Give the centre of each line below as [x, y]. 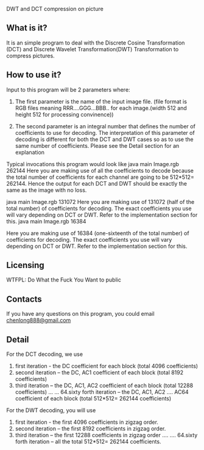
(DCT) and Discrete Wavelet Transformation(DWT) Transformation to [93, 49]
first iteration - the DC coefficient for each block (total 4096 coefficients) [107, 366]
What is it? [27, 28]
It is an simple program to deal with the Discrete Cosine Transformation [96, 43]
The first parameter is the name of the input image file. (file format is [101, 101]
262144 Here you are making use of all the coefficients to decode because [100, 170]
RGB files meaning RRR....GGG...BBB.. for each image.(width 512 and [101, 108]
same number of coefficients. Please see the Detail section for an [97, 145]
